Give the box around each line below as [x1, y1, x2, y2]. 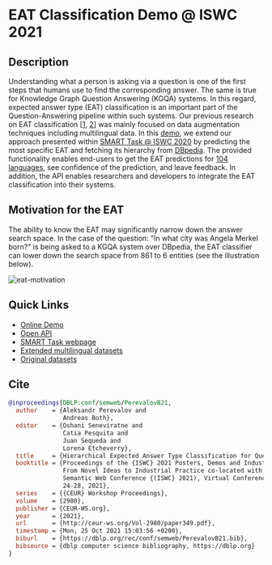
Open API [19, 328, 53, 338]
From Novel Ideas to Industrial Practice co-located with [62, 467, 263, 475]
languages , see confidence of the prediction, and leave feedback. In [8, 163, 236, 172]
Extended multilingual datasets [19, 346, 123, 355]
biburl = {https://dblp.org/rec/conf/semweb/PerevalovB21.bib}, [15, 534, 249, 543]
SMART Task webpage [19, 337, 97, 346]
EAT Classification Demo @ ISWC [8, 6, 237, 24]
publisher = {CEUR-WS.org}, [15, 504, 111, 512]
